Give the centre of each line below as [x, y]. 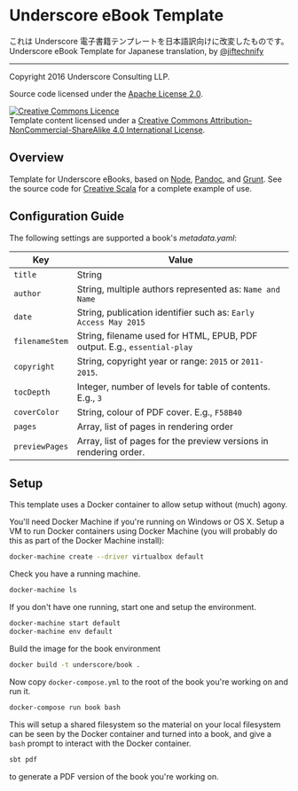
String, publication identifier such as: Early [165, 312]
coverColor [36, 412]
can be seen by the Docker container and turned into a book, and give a [141, 733]
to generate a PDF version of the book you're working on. [114, 776]
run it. [20, 691]
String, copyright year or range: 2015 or [158, 361]
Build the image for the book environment [85, 648]
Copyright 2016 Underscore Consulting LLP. [90, 76]
